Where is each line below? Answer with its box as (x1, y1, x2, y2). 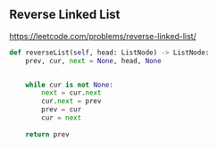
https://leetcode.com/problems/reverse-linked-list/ (9, 30, 196, 41)
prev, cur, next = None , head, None (25, 56, 163, 65)
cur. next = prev (41, 97, 102, 106)
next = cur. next (41, 88, 102, 97)
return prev (25, 129, 70, 139)
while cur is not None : (25, 80, 114, 89)
